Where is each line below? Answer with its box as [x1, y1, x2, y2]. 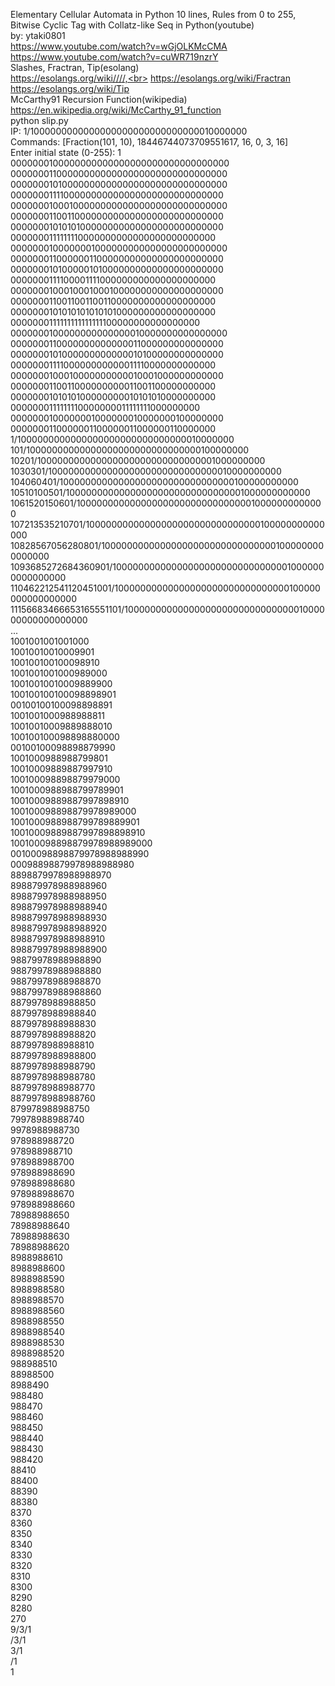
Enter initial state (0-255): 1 [10, 147, 122, 158]
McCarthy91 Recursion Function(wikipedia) [10, 94, 188, 105]
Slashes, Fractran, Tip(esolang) [10, 62, 140, 73]
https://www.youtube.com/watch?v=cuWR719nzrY [10, 51, 219, 63]
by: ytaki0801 [10, 30, 66, 41]
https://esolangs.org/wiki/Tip [10, 83, 130, 94]
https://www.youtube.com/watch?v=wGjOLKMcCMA [10, 40, 228, 52]
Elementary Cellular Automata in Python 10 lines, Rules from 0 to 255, [10, 9, 297, 20]
